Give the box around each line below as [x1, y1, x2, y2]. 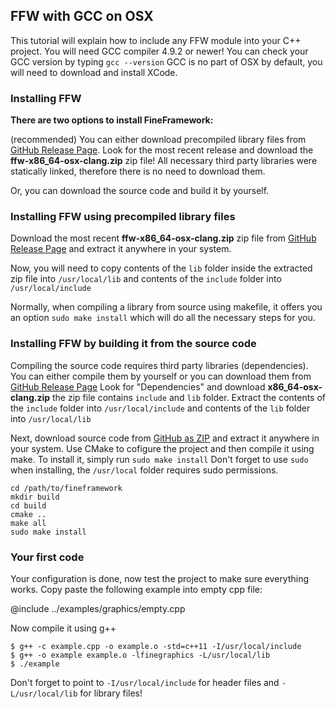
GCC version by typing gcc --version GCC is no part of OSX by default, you [10, 55, 323, 68]
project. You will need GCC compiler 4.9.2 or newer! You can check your [10, 45, 309, 57]
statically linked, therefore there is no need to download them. [10, 165, 266, 178]
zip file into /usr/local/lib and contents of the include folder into [10, 273, 282, 285]
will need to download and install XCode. [10, 66, 178, 78]
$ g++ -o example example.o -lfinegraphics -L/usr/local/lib [10, 650, 271, 660]
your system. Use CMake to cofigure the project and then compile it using [10, 442, 315, 454]
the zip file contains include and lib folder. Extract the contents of [51, 391, 327, 403]
